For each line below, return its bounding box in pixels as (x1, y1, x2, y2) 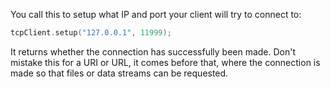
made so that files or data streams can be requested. (10, 67, 229, 79)
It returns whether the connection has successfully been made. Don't (10, 45, 297, 58)
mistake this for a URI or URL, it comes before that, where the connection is (10, 56, 321, 68)
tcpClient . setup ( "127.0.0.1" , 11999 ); (10, 28, 172, 38)
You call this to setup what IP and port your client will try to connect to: (10, 9, 302, 20)
